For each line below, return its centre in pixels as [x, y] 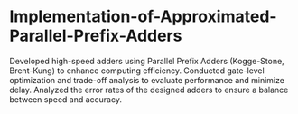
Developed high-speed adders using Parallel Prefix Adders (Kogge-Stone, [147, 61]
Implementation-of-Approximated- [143, 17]
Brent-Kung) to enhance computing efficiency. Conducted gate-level [137, 71]
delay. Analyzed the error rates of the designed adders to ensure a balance [149, 90]
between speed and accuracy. [65, 99]
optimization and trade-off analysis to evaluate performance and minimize [147, 80]
